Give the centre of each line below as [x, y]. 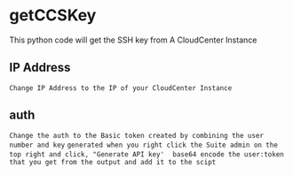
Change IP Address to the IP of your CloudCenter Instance [121, 88]
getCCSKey [53, 15]
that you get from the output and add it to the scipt [113, 162]
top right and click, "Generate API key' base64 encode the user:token [146, 154]
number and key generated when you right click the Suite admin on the [143, 145]
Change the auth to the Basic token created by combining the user [137, 135]
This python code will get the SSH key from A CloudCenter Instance [133, 40]
